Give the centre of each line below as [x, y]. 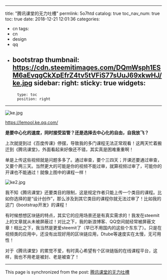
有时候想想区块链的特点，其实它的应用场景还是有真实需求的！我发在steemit [83, 215]
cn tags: [21, 28]
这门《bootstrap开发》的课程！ [37, 205]
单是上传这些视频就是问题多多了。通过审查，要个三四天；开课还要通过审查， [83, 160]
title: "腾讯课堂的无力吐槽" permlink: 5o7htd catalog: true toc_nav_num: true [83, 13]
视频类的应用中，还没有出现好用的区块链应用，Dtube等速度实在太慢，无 [79, 234]
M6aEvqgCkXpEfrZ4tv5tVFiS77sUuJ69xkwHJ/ [87, 76]
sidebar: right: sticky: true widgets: [90, 83]
